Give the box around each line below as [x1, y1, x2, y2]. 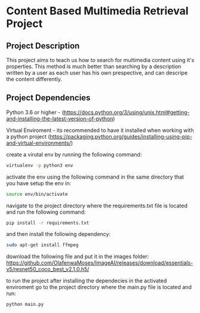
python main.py [6, 302, 44, 308]
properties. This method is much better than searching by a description [6, 63, 181, 70]
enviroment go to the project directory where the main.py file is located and [6, 284, 192, 291]
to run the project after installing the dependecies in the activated [6, 277, 167, 284]
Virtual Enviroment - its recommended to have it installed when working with [6, 127, 194, 134]
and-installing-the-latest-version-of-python [6, 115, 113, 122]
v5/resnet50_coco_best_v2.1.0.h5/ [6, 266, 90, 273]
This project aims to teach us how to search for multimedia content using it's [6, 57, 195, 63]
